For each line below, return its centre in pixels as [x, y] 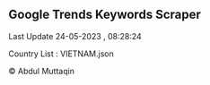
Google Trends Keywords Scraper [105, 15]
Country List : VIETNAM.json [61, 54]
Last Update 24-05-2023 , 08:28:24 [75, 36]
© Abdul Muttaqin [42, 71]
